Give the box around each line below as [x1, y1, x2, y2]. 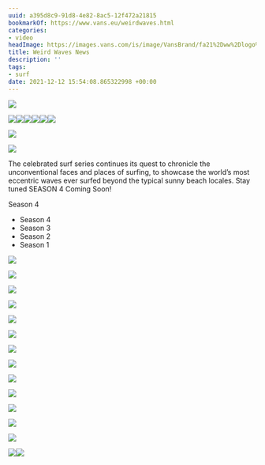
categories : [8, 26, 47, 34]
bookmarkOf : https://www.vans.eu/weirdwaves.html [8, 19, 175, 27]
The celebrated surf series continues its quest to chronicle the [8, 159, 211, 168]
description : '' [8, 56, 62, 64]
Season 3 [19, 223, 51, 232]
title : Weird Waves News [8, 48, 90, 56]
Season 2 [19, 231, 51, 241]
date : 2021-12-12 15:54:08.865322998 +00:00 [8, 77, 157, 85]
